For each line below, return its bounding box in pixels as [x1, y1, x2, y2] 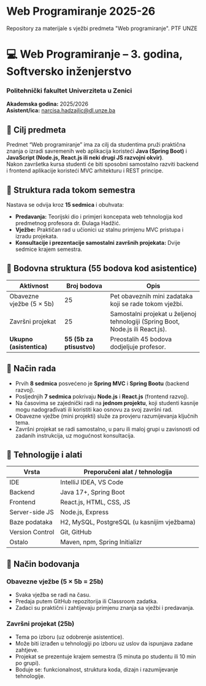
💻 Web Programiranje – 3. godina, [6, 47, 183, 61]
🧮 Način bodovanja [6, 558, 80, 569]
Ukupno [9, 334, 33, 343]
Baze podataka [9, 518, 53, 526]
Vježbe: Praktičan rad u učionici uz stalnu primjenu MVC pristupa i [15, 226, 184, 234]
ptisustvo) [64, 342, 96, 351]
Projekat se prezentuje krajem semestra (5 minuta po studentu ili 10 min [15, 653, 196, 660]
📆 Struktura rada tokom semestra [6, 185, 135, 195]
